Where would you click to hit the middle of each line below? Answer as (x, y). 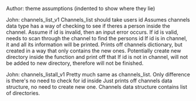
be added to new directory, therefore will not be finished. (75, 63)
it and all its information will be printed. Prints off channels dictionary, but (94, 44)
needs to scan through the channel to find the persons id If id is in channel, (97, 38)
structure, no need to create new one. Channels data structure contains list (97, 87)
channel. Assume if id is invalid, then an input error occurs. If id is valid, (92, 32)
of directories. (23, 93)
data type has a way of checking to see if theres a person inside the (88, 26)
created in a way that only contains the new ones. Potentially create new (94, 51)
